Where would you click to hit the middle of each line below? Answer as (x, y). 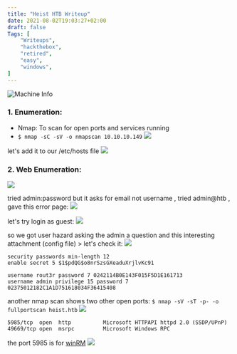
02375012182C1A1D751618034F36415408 (62, 288)
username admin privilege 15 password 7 (68, 282)
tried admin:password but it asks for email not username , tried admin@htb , (119, 198)
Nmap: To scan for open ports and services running (93, 127)
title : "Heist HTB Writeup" (49, 14)
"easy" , (31, 61)
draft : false (27, 27)
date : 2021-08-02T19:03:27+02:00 (57, 21)
